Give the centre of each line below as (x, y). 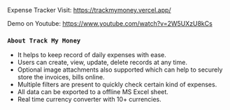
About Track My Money (44, 40)
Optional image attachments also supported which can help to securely (120, 70)
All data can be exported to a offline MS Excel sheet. (93, 92)
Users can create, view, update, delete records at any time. (102, 63)
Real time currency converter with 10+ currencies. (89, 100)
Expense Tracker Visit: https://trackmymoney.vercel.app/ (89, 10)
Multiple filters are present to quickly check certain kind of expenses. (117, 85)
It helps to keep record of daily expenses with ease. (92, 55)
